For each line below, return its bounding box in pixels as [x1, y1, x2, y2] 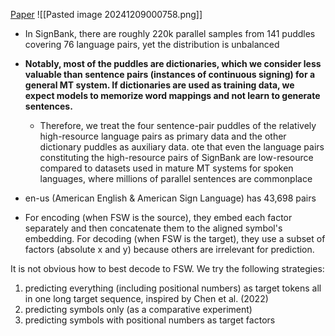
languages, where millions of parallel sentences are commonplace [39, 173, 313, 184]
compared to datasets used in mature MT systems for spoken [39, 162, 294, 174]
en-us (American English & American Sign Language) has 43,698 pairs [24, 192, 317, 204]
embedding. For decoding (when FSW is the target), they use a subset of [24, 233, 326, 244]
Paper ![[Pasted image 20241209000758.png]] [10, 9, 203, 20]
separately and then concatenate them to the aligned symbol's [24, 222, 283, 234]
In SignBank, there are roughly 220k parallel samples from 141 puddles [24, 28, 316, 39]
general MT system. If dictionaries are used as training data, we [24, 79, 295, 91]
